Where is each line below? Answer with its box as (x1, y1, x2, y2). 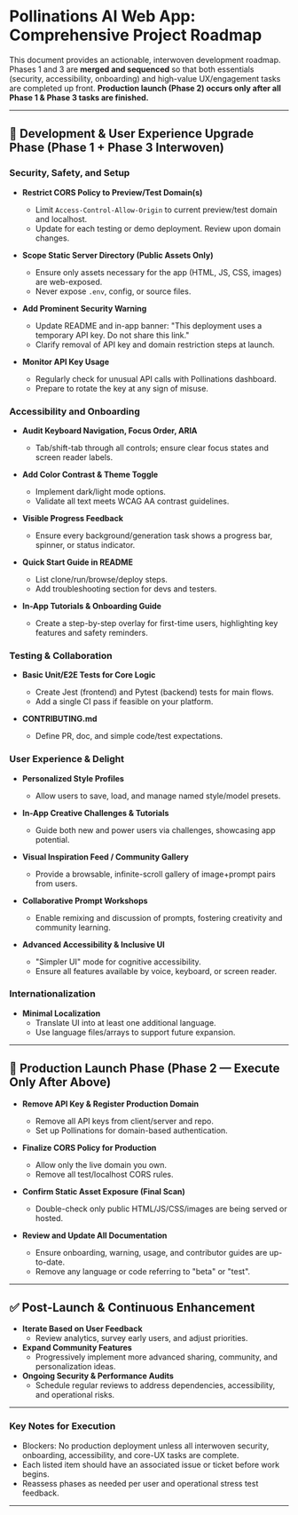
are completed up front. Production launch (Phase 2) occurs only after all (9, 83, 282, 93)
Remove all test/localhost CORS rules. (35, 1169, 174, 1179)
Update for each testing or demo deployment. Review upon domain (35, 223, 281, 234)
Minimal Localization (21, 1008, 101, 1019)
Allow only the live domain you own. (35, 1159, 167, 1170)
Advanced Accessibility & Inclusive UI (21, 939, 166, 949)
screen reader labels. (35, 451, 114, 463)
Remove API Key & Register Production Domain (21, 1099, 200, 1109)
